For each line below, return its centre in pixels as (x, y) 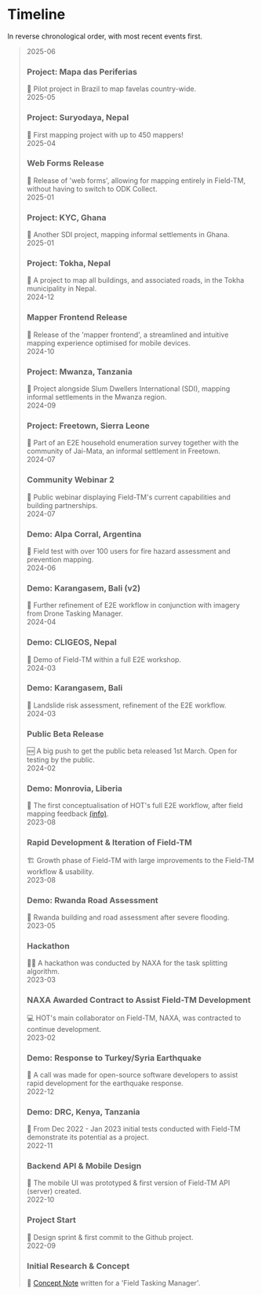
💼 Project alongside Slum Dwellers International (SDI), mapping (128, 389)
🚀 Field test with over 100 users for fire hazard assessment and (128, 551)
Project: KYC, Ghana (66, 218)
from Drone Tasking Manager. (75, 613)
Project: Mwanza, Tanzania (79, 371)
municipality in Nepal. (62, 289)
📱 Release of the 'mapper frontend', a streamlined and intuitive (127, 335)
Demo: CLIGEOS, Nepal (71, 642)
